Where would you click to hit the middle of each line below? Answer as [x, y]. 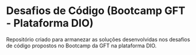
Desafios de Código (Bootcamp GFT [96, 11]
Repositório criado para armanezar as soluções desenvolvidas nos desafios [98, 39]
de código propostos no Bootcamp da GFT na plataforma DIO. [81, 46]
